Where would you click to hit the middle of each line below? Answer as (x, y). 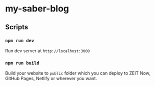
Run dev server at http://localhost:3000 (47, 51)
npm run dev (20, 41)
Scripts (17, 27)
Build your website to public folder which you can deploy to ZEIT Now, (78, 73)
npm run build (22, 63)
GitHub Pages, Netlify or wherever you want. (51, 79)
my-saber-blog (37, 9)
